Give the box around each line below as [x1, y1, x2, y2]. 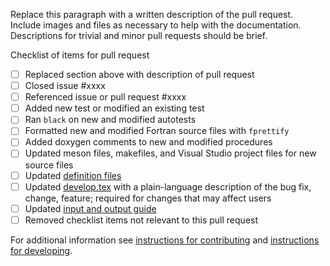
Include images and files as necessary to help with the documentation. [10, 19, 302, 31]
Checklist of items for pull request [10, 49, 150, 61]
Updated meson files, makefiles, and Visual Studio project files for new [24, 147, 317, 159]
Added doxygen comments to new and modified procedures [24, 136, 273, 148]
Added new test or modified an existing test [24, 102, 205, 114]
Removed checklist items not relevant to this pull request [24, 214, 259, 226]
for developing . [10, 244, 73, 256]
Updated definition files [24, 169, 122, 181]
